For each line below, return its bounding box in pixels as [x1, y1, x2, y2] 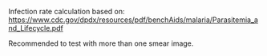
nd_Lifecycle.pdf [8, 24, 64, 32]
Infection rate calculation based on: [8, 7, 126, 16]
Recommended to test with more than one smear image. [8, 39, 194, 48]
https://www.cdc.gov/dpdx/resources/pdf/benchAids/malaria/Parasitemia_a [8, 15, 259, 24]
